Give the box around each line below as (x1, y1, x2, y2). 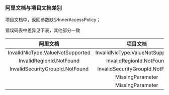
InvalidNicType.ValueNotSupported (8, 49, 91, 56)
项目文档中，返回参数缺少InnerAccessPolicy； (5, 16, 101, 23)
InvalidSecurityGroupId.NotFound (9, 65, 89, 72)
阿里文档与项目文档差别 (5, 4, 62, 11)
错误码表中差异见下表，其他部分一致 (5, 27, 80, 33)
